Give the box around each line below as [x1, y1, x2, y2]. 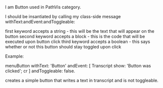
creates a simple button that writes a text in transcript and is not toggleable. [5, 78, 159, 83]
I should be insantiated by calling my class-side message [5, 14, 121, 19]
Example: [5, 53, 24, 59]
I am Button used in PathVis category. [5, 4, 81, 10]
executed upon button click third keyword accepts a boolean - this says [5, 39, 150, 44]
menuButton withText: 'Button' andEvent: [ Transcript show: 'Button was [5, 63, 151, 68]
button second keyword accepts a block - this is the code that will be [5, 34, 145, 39]
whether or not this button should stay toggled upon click [5, 44, 122, 49]
